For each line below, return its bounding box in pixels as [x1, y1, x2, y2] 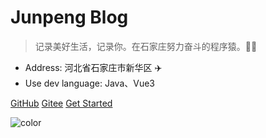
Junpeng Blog [10, 6, 129, 29]
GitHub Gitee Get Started [10, 97, 113, 109]
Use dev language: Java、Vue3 [24, 77, 155, 89]
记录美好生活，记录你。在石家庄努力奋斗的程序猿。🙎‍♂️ [34, 40, 258, 52]
